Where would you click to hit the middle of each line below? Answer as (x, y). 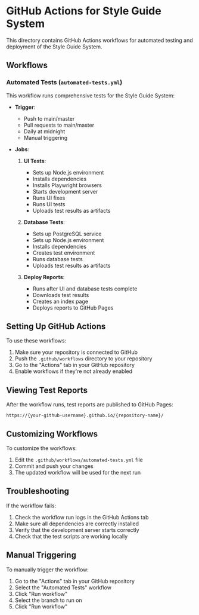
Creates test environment (64, 253)
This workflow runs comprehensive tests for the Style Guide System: (90, 95)
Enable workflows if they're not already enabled (74, 371)
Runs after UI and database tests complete (85, 289)
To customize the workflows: (42, 448)
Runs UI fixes (49, 198)
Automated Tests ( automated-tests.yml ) (64, 82)
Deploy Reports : (44, 277)
